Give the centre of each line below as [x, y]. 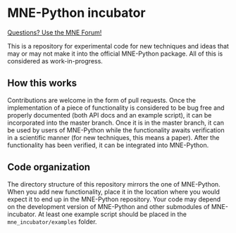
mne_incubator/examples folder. [52, 221]
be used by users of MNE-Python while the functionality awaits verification [116, 130]
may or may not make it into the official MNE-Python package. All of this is [115, 53]
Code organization [49, 167]
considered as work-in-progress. [55, 61]
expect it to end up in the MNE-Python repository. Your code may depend [114, 199]
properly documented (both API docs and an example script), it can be [110, 115]
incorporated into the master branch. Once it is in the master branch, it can [116, 122]
